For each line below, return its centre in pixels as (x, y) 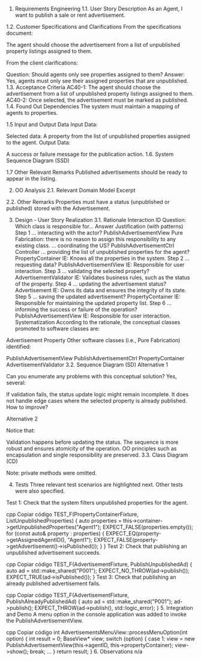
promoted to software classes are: (57, 328)
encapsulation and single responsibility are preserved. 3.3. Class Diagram (97, 455)
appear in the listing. (31, 179)
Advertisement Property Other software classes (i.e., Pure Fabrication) (93, 340)
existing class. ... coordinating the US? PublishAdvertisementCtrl (94, 245)
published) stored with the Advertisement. (58, 208)
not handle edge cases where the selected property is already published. (97, 401)
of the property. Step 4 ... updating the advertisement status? (91, 284)
